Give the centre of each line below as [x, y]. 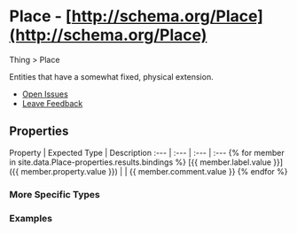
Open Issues [45, 94]
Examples [31, 218]
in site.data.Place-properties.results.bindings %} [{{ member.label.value [141, 162]
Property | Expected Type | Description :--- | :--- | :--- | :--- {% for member [147, 152]
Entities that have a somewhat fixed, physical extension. [112, 76]
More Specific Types [55, 194]
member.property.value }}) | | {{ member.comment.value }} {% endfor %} [154, 171]
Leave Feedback [52, 103]
